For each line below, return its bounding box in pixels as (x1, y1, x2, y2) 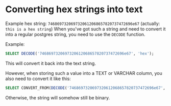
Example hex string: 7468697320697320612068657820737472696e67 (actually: (5, 20, 160, 26)
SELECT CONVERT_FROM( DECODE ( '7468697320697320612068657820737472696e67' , (5, 85, 166, 90)
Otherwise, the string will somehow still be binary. (5, 94, 110, 100)
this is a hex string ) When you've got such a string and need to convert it (5, 25, 166, 32)
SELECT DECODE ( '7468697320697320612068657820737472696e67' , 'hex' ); (5, 51, 154, 56)
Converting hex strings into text (5, 4, 143, 15)
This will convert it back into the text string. (5, 60, 96, 66)
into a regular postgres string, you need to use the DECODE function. (5, 31, 145, 37)
